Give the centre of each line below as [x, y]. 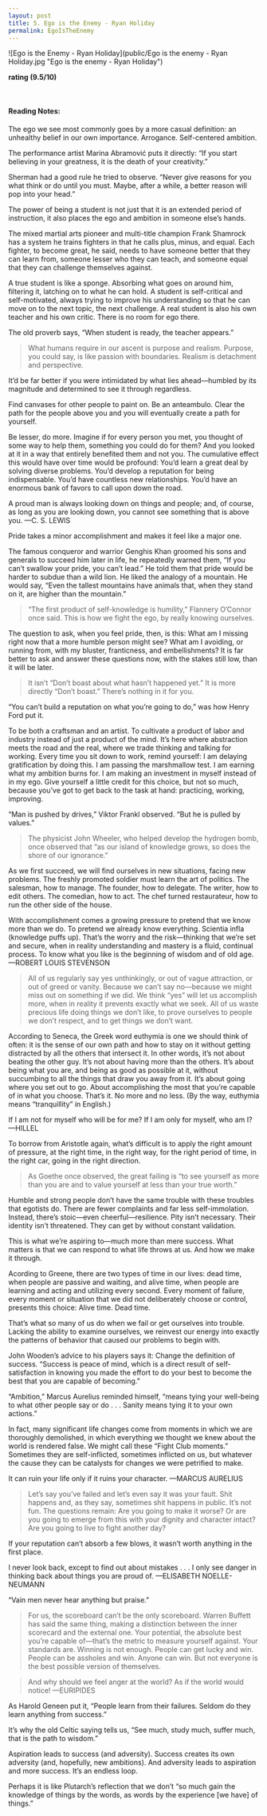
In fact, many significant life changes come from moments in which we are [130, 1429]
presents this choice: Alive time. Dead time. [79, 1307]
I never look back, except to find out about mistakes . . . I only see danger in [133, 1567]
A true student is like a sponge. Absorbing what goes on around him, [121, 283]
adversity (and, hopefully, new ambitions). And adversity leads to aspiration [132, 1762]
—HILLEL [24, 1128]
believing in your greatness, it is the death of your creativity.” [108, 162]
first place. [26, 1551]
